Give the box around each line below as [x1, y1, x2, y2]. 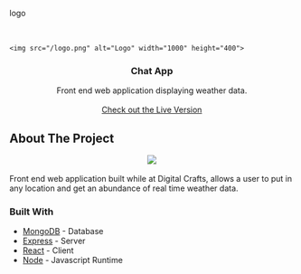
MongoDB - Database [22, 226, 104, 237]
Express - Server [22, 235, 86, 247]
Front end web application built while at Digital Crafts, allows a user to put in [9, 174, 292, 184]
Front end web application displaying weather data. [56, 85, 248, 96]
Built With [9, 205, 54, 218]
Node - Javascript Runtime [22, 255, 124, 266]
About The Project [9, 130, 115, 146]
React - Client [22, 245, 74, 256]
